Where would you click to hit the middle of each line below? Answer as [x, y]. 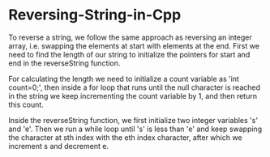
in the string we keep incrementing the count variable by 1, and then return [133, 95]
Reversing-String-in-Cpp [95, 15]
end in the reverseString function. [64, 63]
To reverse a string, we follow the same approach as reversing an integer [131, 37]
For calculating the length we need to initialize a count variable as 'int [124, 78]
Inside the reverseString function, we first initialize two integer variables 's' [133, 120]
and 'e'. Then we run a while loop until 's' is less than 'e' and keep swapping [135, 129]
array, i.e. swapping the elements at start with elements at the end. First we [134, 45]
